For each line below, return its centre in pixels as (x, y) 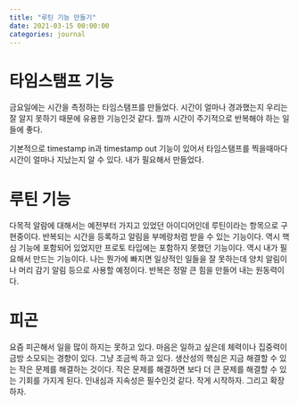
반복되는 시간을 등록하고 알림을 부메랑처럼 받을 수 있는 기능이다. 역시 (161, 236)
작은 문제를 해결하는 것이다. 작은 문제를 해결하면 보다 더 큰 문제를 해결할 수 (148, 369)
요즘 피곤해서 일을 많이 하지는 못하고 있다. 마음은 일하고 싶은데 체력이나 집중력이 (149, 347)
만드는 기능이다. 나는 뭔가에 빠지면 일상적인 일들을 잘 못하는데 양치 (148, 259)
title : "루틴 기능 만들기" (53, 17)
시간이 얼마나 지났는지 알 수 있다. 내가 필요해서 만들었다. (107, 160)
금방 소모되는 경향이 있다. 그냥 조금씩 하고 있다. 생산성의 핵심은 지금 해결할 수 (144, 359)
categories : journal (48, 34)
